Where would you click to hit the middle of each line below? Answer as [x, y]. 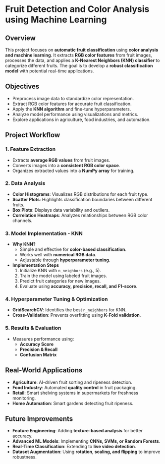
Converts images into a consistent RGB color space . [66, 165]
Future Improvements [39, 419]
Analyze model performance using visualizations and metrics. [75, 114]
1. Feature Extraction [30, 149]
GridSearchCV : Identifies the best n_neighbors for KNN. [69, 310]
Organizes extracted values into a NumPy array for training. [73, 171]
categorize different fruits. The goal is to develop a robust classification [79, 66]
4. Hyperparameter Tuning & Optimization [56, 299]
